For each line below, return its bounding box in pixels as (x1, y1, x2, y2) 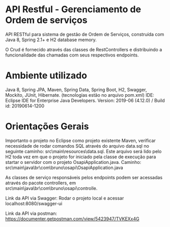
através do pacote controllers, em (5, 180, 76, 186)
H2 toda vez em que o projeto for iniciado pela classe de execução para (5, 154, 156, 160)
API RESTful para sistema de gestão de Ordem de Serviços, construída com (5, 31, 164, 37)
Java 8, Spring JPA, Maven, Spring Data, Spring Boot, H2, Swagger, (5, 87, 147, 93)
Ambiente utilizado (5, 70, 88, 81)
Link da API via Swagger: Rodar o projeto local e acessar (5, 195, 124, 201)
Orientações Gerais (5, 121, 89, 132)
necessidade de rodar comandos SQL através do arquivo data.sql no (5, 143, 149, 149)
